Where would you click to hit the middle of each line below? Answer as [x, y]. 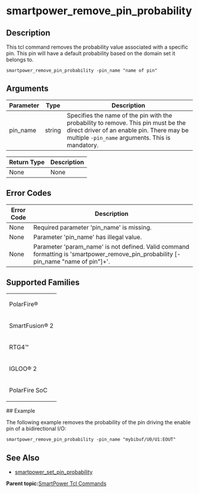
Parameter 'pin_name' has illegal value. [88, 237]
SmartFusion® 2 [31, 326]
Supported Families [43, 283]
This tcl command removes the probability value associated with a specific [97, 47]
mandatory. [83, 145]
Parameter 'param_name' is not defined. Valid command [111, 246]
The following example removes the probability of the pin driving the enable [98, 422]
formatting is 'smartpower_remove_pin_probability [103, 254]
